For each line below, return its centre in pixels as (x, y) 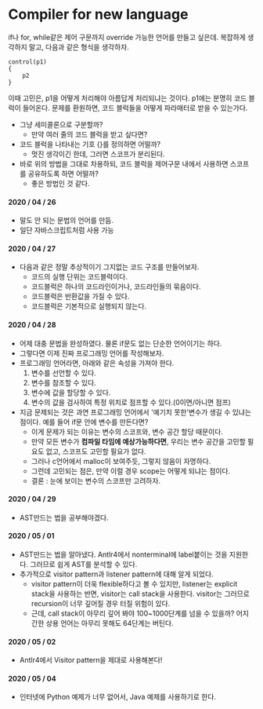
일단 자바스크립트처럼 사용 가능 (67, 230)
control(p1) (27, 62)
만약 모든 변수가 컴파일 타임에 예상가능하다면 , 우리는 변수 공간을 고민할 (139, 441)
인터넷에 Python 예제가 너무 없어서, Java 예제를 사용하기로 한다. (118, 697)
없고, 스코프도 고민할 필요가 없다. (96, 451)
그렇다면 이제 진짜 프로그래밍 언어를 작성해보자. (92, 353)
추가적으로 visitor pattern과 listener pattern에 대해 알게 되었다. (116, 574)
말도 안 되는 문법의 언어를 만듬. (66, 221)
